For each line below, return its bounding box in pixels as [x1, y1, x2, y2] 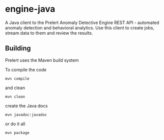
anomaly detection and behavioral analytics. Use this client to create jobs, [5, 24, 155, 30]
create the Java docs [5, 103, 48, 109]
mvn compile [5, 76, 29, 81]
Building [5, 44, 31, 52]
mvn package [5, 130, 29, 135]
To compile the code [5, 67, 47, 72]
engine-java [5, 3, 55, 15]
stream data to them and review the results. [5, 30, 93, 36]
